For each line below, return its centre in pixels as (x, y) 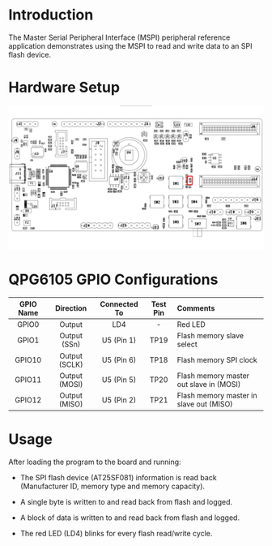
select (187, 344)
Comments (196, 308)
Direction (71, 308)
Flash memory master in (217, 396)
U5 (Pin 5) (119, 380)
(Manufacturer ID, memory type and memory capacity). (112, 486)
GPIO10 (28, 360)
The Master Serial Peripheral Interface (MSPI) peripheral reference (119, 37)
